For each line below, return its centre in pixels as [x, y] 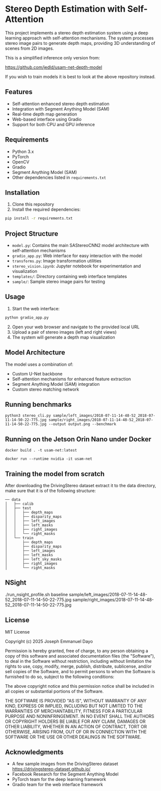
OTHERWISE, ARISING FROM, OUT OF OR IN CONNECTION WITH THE [76, 732]
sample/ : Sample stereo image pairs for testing [59, 282]
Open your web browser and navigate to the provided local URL [76, 327]
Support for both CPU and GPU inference [53, 124]
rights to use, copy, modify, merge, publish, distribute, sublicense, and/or [78, 666]
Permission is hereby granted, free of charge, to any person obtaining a [77, 651]
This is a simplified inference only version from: [53, 57]
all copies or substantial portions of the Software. [54, 691]
